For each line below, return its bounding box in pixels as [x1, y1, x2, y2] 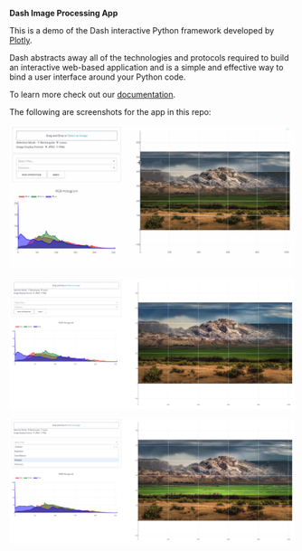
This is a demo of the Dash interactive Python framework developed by [9, 25, 275, 35]
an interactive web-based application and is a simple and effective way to [9, 62, 284, 72]
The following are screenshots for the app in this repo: [9, 107, 212, 117]
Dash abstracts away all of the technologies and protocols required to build [9, 52, 289, 62]
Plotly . [9, 35, 33, 45]
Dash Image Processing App [9, 8, 118, 18]
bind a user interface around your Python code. [9, 71, 186, 82]
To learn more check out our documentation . [9, 90, 176, 100]
